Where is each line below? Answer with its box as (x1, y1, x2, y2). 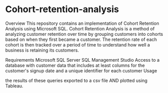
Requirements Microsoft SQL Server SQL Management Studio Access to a (5, 57, 160, 63)
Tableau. (5, 82, 24, 89)
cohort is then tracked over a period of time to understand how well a (5, 41, 150, 48)
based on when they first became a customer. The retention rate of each (5, 36, 157, 42)
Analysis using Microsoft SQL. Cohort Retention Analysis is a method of (5, 25, 155, 31)
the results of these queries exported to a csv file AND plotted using (5, 77, 148, 83)
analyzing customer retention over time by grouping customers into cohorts (5, 31, 163, 37)
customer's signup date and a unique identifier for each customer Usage (5, 67, 157, 74)
